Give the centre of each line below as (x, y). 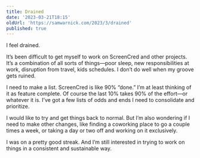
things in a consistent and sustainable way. (59, 148)
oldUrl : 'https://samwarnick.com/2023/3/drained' (69, 23)
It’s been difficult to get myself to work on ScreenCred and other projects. (97, 57)
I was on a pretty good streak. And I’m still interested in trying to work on (96, 142)
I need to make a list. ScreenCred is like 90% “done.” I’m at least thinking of (99, 88)
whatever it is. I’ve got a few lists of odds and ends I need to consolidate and (101, 100)
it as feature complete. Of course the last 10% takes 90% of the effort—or (97, 94)
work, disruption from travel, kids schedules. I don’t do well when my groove (100, 70)
